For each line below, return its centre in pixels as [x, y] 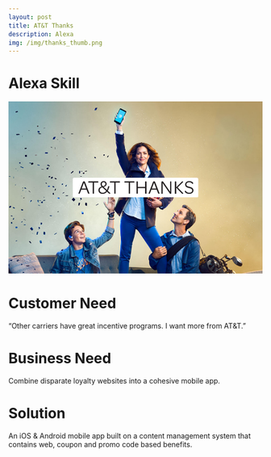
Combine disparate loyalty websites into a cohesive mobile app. [114, 380]
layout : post [30, 17]
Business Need [60, 358]
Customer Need [63, 304]
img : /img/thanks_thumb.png [56, 43]
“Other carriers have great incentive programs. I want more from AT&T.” [127, 325]
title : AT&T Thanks [41, 25]
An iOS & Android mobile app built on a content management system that [130, 435]
